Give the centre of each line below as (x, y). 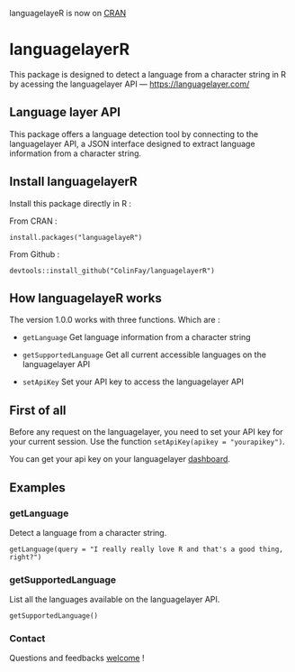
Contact (27, 639)
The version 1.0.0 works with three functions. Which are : (115, 320)
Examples (37, 488)
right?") (26, 557)
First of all (38, 410)
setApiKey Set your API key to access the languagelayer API (133, 382)
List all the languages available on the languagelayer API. (115, 600)
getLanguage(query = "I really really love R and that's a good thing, (146, 549)
